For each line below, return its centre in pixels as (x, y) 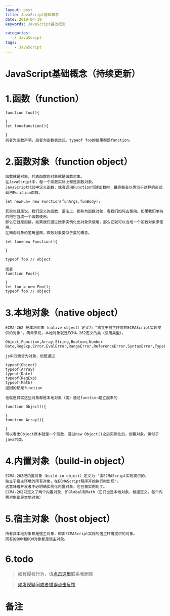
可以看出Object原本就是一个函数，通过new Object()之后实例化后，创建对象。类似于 (82, 434)
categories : (18, 33)
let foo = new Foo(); (28, 287)
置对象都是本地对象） (24, 497)
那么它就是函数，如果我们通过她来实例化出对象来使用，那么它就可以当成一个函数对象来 (82, 222)
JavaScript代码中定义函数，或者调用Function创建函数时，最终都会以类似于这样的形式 (84, 187)
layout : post (19, 10)
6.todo (19, 559)
